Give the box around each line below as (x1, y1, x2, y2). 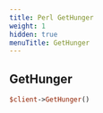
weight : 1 (9, 22, 47, 30)
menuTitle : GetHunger (9, 38, 90, 48)
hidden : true (9, 30, 58, 39)
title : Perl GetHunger (9, 13, 94, 22)
